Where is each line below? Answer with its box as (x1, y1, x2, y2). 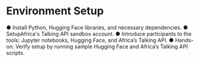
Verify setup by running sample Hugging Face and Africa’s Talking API (15, 43, 188, 50)
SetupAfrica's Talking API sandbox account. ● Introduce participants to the (6, 30, 192, 37)
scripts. (6, 49, 25, 56)
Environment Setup (6, 4, 104, 18)
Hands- (175, 36, 194, 44)
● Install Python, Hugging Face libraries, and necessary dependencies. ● (6, 24, 188, 31)
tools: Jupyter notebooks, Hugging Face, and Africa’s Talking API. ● (6, 36, 174, 44)
